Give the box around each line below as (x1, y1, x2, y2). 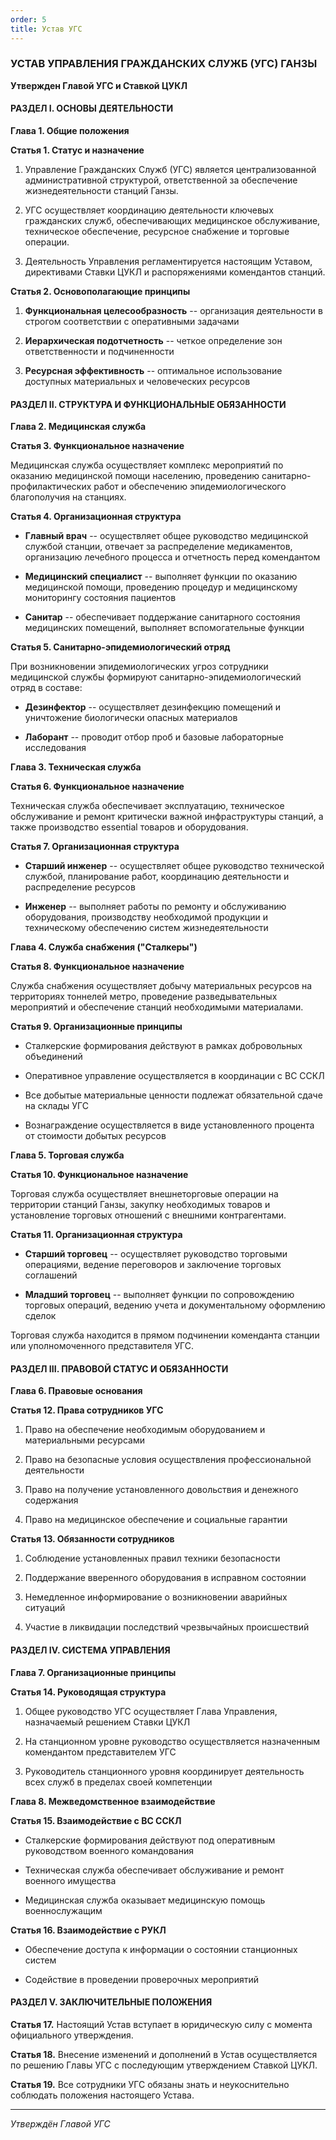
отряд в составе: (10, 682, 83, 694)
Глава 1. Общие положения (10, 125, 130, 136)
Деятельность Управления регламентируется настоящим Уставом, (24, 256, 313, 267)
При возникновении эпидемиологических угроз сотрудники (10, 661, 269, 673)
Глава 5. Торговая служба (10, 1149, 125, 1161)
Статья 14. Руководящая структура (10, 1686, 167, 1698)
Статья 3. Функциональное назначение (10, 440, 185, 452)
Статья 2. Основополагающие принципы (10, 286, 191, 297)
